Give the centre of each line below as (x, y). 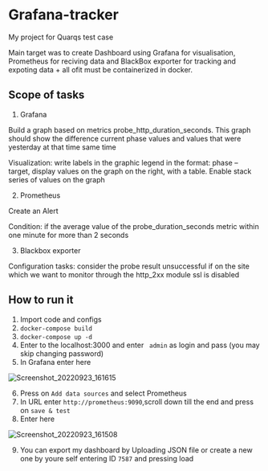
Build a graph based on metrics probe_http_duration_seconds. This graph (130, 129)
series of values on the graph (57, 179)
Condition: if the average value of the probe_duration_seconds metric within (134, 226)
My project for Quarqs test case (61, 37)
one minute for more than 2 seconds (69, 235)
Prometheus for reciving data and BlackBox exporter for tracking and (122, 61)
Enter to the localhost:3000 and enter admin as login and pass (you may (140, 345)
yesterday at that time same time (62, 147)
